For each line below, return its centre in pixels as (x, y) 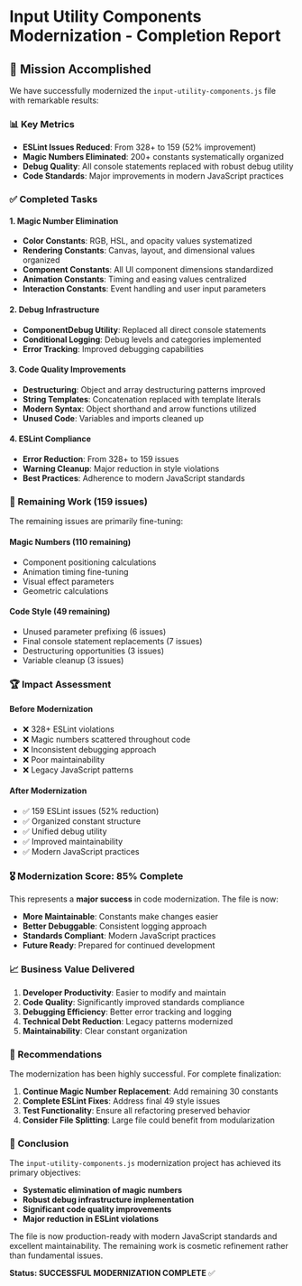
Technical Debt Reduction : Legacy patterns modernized (128, 1021)
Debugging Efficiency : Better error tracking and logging (127, 1012)
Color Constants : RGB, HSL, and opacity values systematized (137, 241)
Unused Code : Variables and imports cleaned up (113, 418)
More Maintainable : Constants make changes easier (120, 917)
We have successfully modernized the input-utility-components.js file (143, 91)
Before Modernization (51, 709)
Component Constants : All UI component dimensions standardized (148, 270)
